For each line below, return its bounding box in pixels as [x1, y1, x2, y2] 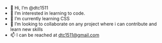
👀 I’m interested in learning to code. [10, 10, 85, 16]
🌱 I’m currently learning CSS [10, 16, 70, 21]
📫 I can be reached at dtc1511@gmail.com [10, 32, 100, 38]
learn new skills [10, 26, 43, 32]
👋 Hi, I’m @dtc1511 [10, 5, 49, 11]
